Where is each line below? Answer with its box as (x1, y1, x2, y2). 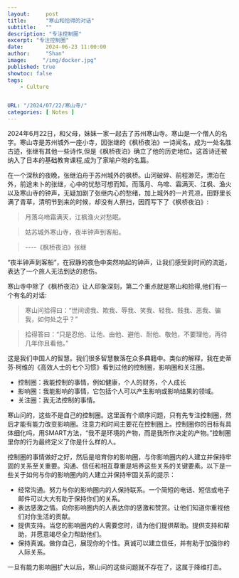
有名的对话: (13, 291, 48, 299)
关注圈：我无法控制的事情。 (17, 396, 100, 404)
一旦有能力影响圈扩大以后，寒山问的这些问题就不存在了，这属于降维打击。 (7, 563, 225, 571)
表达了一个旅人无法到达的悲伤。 (7, 267, 101, 275)
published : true (7, 63, 55, 70)
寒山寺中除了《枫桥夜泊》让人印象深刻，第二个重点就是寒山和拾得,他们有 (7, 282, 222, 290)
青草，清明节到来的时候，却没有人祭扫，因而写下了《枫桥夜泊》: (19, 198, 209, 206)
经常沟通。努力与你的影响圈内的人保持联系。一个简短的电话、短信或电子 (17, 486, 230, 494)
